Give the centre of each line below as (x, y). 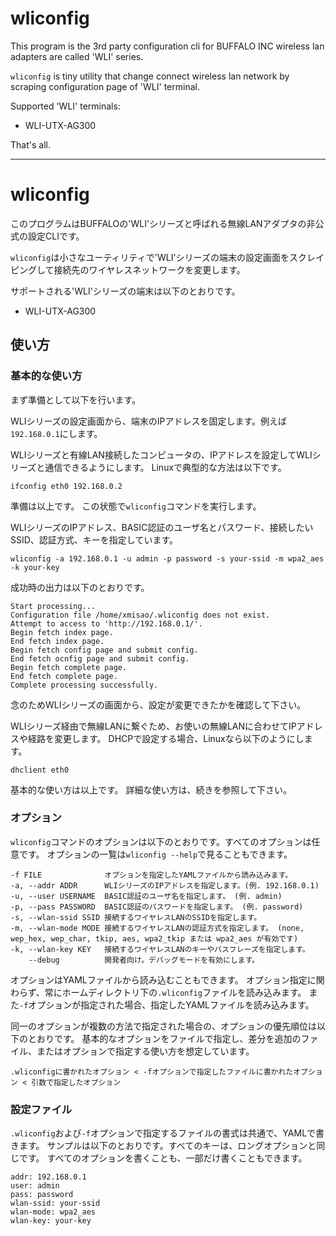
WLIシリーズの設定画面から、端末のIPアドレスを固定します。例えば (149, 421)
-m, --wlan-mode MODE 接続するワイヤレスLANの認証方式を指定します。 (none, (157, 928)
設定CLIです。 (56, 236)
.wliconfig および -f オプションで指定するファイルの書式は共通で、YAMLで (163, 1133)
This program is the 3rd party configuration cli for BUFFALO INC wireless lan (167, 46)
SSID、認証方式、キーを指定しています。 (94, 539)
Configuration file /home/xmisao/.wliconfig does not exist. (140, 615)
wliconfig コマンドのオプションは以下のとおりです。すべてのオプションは (161, 841)
